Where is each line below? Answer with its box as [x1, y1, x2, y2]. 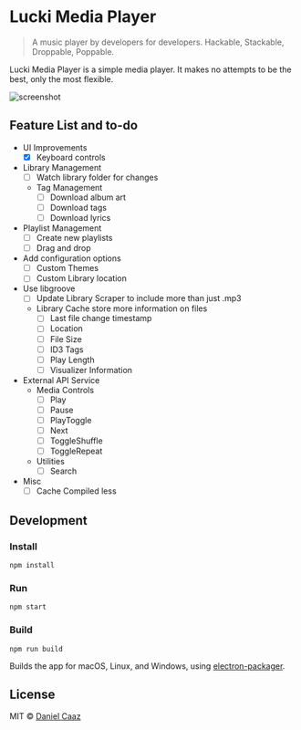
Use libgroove [22, 283, 76, 294]
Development [9, 513, 88, 528]
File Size [49, 333, 82, 344]
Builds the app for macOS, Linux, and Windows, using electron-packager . [9, 660, 285, 672]
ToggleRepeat [49, 445, 103, 457]
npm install [9, 560, 55, 569]
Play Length [49, 354, 95, 365]
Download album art [49, 192, 126, 203]
